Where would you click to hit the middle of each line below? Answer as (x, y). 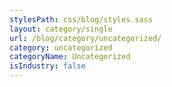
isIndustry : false (47, 66)
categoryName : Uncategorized (70, 57)
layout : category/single (61, 29)
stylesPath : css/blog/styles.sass (81, 19)
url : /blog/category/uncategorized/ (85, 38)
